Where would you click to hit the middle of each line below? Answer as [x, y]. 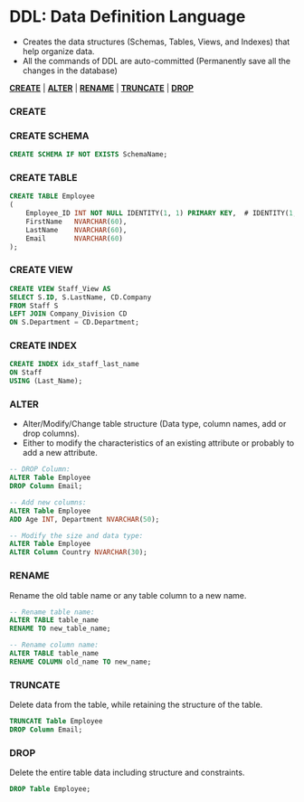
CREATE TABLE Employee [52, 196]
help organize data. [58, 51]
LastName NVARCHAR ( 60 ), [76, 230]
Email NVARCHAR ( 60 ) [75, 238]
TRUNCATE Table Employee [56, 722]
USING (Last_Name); [46, 382]
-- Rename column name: [54, 645]
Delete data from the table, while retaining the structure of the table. [136, 705]
